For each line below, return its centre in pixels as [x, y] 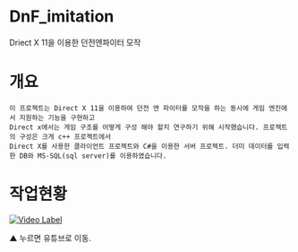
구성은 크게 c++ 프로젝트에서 [65, 136]
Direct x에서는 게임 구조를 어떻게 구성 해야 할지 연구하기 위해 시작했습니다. [134, 127]
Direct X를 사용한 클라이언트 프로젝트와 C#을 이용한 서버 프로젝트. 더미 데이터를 [141, 146]
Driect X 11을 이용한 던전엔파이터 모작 [75, 42]
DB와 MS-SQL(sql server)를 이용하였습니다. [93, 156]
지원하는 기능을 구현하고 [57, 117]
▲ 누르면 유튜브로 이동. [50, 238]
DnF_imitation [62, 17]
